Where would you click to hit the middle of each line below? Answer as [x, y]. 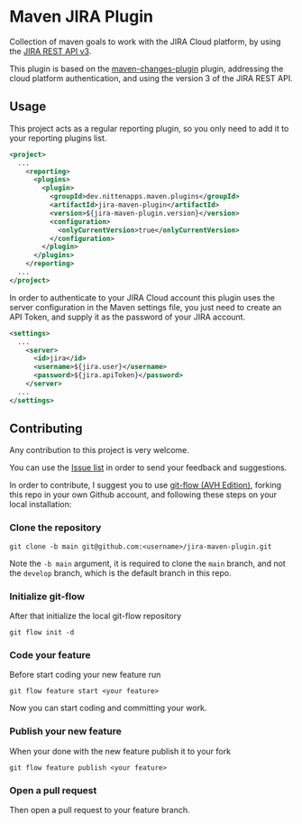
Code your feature [50, 654]
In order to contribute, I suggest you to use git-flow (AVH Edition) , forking [146, 486]
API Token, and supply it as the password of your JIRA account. [128, 317]
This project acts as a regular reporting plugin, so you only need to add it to [149, 128]
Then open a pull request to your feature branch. [100, 810]
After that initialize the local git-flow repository [96, 616]
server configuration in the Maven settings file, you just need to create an [146, 307]
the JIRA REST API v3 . [50, 51]
